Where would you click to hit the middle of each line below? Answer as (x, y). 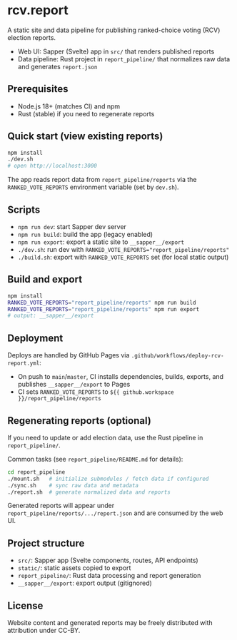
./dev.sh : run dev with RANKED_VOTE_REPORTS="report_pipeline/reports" (123, 249)
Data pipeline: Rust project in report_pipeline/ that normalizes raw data (124, 59)
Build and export (45, 279)
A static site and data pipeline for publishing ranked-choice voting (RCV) (114, 30)
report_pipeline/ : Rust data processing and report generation (109, 576)
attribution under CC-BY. (44, 631)
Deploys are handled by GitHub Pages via (69, 355)
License (25, 605)
